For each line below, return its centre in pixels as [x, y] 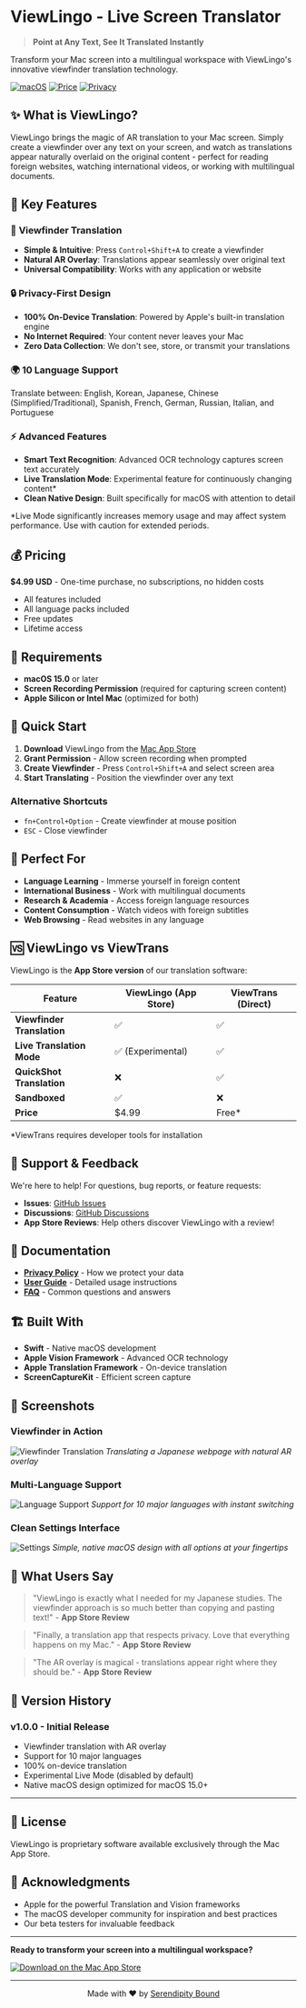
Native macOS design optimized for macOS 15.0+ [116, 1784]
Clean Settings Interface [65, 1528]
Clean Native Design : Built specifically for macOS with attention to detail [159, 498]
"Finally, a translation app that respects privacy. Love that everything [161, 1635]
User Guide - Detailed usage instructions [100, 1283]
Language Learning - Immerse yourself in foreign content [132, 881]
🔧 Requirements [56, 657]
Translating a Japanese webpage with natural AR [199, 1451]
